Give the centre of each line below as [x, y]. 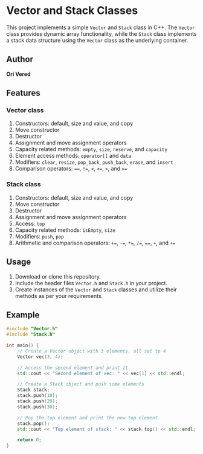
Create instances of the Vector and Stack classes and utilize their [96, 290]
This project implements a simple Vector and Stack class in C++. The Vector [101, 27]
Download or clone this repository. [58, 276]
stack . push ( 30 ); [38, 407]
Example [23, 315]
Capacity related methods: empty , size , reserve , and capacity [91, 149]
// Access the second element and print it [73, 368]
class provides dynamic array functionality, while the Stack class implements [102, 33]
